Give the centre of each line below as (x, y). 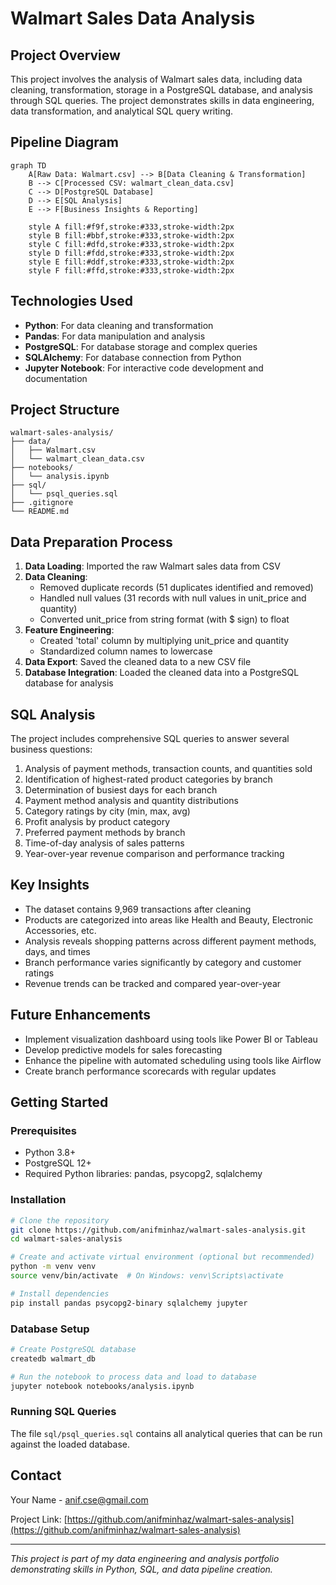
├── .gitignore (42, 503)
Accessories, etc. (60, 930)
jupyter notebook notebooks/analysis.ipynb (102, 1386)
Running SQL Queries (63, 1412)
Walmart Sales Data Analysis (133, 18)
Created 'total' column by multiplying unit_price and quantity (164, 641)
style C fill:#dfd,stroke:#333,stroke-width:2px (131, 244)
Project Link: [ (39, 1519)
